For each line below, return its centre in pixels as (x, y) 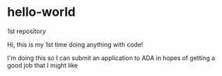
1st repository (27, 31)
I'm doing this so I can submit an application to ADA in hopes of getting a (111, 58)
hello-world (42, 12)
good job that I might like (43, 65)
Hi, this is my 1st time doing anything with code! (75, 44)
